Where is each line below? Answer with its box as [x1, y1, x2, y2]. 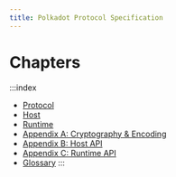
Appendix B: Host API [22, 137, 103, 149]
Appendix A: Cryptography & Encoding [22, 128, 167, 139]
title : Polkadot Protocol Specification [9, 13, 164, 23]
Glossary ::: [22, 157, 66, 168]
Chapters [9, 51, 81, 72]
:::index [9, 82, 37, 93]
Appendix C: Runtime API [22, 147, 117, 158]
